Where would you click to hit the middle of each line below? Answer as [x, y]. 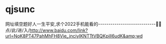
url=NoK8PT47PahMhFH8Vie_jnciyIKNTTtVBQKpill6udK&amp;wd [74, 36]
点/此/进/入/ [18, 30]
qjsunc [20, 9]
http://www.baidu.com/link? [59, 30]
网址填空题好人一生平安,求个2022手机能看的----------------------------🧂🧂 [84, 24]
